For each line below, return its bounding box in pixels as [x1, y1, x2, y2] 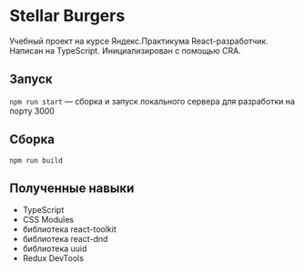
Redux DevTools [22, 253, 85, 264]
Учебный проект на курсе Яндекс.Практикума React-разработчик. [9, 35, 269, 46]
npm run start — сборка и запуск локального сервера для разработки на [9, 95, 296, 106]
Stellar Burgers [9, 5, 126, 26]
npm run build [9, 156, 64, 165]
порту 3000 [9, 105, 55, 116]
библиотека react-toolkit [22, 224, 117, 235]
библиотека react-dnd [22, 234, 108, 245]
